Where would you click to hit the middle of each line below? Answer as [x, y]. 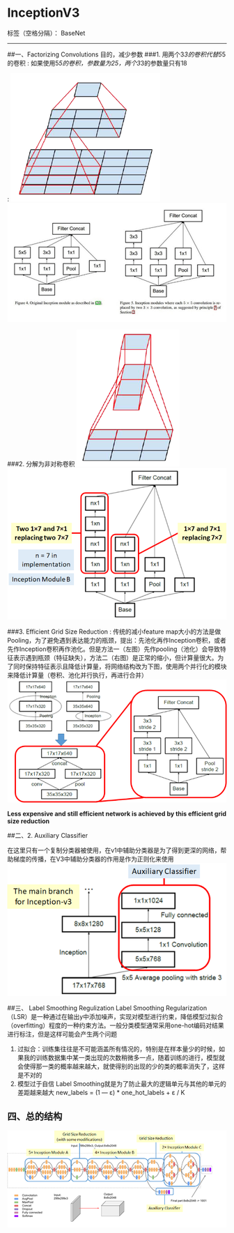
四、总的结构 [35, 1117]
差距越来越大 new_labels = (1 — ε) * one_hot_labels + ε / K [101, 1092]
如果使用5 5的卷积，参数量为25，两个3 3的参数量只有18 [109, 63]
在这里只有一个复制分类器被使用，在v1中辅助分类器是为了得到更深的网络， [114, 850]
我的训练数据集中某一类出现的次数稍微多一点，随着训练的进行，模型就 [124, 1057]
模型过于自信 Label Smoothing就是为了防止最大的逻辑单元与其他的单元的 [122, 1083]
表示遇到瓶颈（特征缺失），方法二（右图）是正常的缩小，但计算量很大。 [115, 658]
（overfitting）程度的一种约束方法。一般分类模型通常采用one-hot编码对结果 [116, 1025]
